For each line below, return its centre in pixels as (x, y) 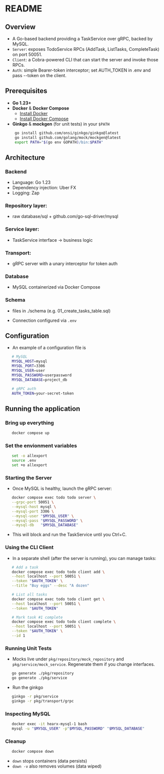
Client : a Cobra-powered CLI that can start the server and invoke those (85, 60)
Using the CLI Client (29, 548)
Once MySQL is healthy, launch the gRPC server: (62, 489)
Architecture (25, 157)
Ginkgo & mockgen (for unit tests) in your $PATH (61, 124)
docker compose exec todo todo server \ (54, 498)
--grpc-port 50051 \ (33, 502)
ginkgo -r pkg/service (35, 696)
